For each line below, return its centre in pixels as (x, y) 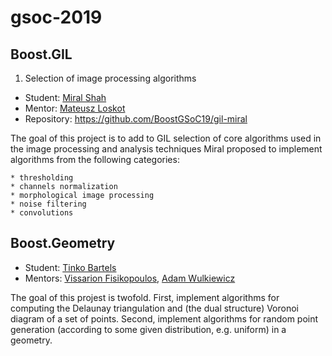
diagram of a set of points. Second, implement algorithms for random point (164, 318)
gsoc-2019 (56, 17)
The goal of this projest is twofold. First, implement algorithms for (145, 297)
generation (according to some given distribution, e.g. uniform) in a (148, 329)
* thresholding (42, 178)
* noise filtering (48, 204)
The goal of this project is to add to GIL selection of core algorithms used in (166, 138)
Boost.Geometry (63, 243)
